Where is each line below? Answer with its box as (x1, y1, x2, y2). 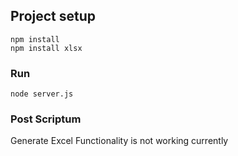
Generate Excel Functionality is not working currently (10, 135, 229, 147)
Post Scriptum (10, 112, 82, 126)
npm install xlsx (10, 43, 83, 53)
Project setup (10, 8, 97, 25)
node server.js (10, 89, 74, 99)
